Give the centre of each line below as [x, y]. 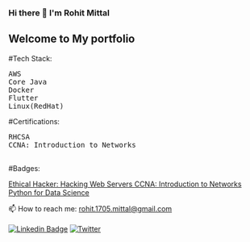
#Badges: [24, 168]
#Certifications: [34, 121]
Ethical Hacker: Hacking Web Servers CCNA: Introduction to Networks [125, 184]
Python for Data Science [49, 192]
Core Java [27, 81]
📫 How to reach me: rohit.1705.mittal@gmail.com [90, 208]
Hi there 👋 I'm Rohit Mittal [59, 13]
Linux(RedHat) [36, 106]
